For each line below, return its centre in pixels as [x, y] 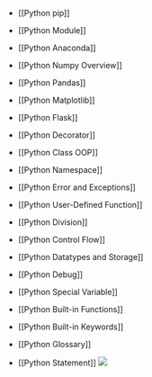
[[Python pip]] [44, 13]
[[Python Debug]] [50, 274]
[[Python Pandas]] [52, 83]
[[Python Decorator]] [57, 135]
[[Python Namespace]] [60, 170]
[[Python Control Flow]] [62, 239]
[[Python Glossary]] [54, 344]
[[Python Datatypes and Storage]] [80, 257]
